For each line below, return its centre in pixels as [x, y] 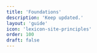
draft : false [23, 40]
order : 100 [20, 35]
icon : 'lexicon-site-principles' [49, 29]
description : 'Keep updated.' [45, 18]
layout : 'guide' [27, 23]
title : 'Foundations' [34, 12]
